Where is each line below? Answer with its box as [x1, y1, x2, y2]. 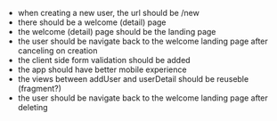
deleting [17, 102, 48, 112]
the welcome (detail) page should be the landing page [17, 27, 216, 36]
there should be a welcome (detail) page [17, 17, 167, 28]
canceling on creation [17, 45, 98, 56]
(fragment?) [17, 84, 62, 93]
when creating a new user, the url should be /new [17, 8, 200, 18]
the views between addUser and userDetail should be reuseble [17, 74, 249, 84]
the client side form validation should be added [17, 55, 191, 65]
